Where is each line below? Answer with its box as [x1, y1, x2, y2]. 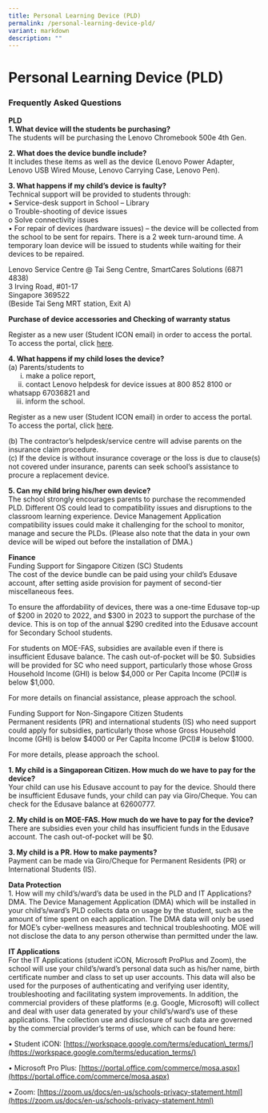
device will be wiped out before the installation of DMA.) [8, 537, 194, 546]
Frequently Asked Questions [8, 97, 122, 108]
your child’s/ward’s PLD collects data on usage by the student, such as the [8, 905, 254, 915]
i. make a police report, [19, 371, 96, 380]
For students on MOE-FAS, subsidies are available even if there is [8, 643, 224, 652]
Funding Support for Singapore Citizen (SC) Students [8, 561, 184, 571]
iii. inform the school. [15, 396, 86, 406]
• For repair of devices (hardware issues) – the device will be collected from [8, 223, 258, 233]
